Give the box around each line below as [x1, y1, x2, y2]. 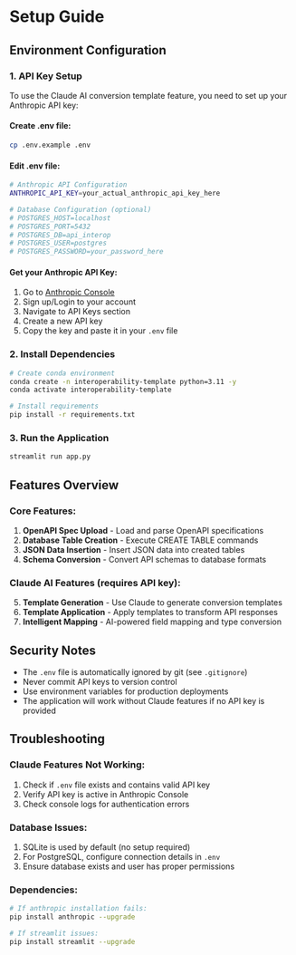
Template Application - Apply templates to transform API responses [22, 607, 279, 618]
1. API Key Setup [9, 70, 83, 82]
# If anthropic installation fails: [9, 904, 148, 913]
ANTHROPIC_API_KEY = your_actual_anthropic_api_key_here [9, 188, 221, 198]
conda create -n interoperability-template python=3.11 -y [9, 377, 237, 386]
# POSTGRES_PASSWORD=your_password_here [9, 247, 165, 256]
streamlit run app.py [9, 452, 91, 461]
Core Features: [9, 505, 77, 517]
